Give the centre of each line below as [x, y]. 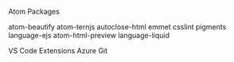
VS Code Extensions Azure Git [58, 50]
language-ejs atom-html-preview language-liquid [89, 35]
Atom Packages [34, 12]
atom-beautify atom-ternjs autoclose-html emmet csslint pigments [117, 27]
